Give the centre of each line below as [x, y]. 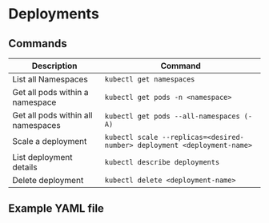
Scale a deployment [50, 141]
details [25, 167]
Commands [38, 44]
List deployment [42, 157]
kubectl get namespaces [150, 80]
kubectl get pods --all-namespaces [172, 116]
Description [54, 66]
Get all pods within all [52, 115]
